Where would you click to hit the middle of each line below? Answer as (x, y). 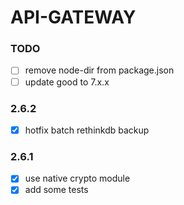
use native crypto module (77, 178)
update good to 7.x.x (67, 82)
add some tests (56, 190)
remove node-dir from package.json (99, 70)
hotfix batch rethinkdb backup (87, 130)
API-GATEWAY (73, 17)
